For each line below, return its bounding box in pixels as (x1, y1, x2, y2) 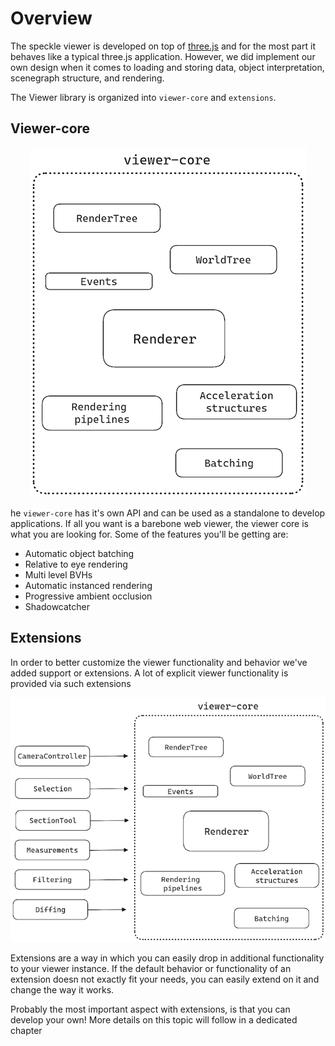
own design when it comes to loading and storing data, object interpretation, (10, 61, 325, 73)
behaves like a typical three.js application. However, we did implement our (10, 50, 316, 62)
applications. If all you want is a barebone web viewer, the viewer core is (10, 517, 309, 529)
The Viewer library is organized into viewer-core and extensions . (10, 91, 277, 103)
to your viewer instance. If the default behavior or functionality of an (10, 962, 292, 974)
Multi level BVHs (24, 568, 93, 581)
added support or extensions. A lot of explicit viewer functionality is (10, 667, 289, 679)
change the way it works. (10, 983, 115, 996)
